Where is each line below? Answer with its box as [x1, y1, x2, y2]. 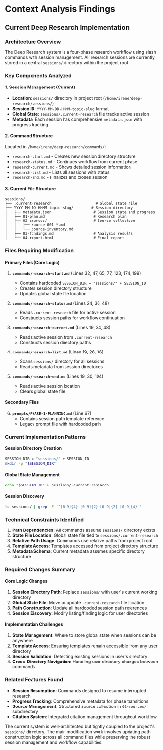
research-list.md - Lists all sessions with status [12, 169, 110, 175]
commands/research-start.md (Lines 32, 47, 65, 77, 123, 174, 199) [12, 270, 141, 276]
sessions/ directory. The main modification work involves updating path [5, 728, 151, 735]
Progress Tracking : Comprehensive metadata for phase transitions [12, 698, 149, 704]
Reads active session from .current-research [19, 334, 112, 340]
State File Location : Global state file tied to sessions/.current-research [12, 532, 158, 538]
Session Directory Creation [5, 445, 62, 451]
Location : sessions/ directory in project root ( [12, 95, 105, 101]
